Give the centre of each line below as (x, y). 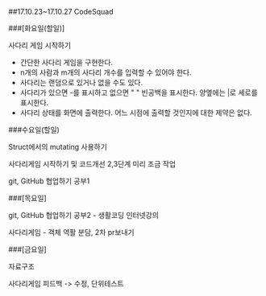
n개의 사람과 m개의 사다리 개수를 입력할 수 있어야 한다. (106, 72)
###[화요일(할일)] (37, 28)
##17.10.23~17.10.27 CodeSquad (61, 12)
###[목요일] (27, 198)
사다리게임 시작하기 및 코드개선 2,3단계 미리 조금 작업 (92, 164)
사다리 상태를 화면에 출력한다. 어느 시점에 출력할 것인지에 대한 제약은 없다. (136, 113)
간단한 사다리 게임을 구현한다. (66, 62)
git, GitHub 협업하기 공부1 (49, 181)
